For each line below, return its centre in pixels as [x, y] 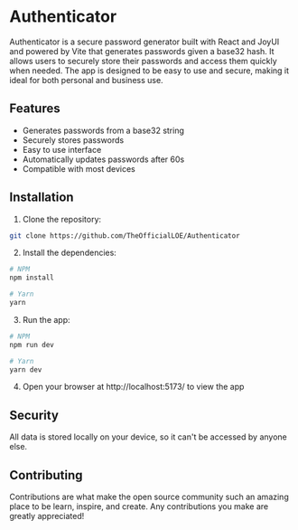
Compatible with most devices [79, 168]
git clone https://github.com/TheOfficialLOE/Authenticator [125, 236]
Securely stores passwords [73, 140]
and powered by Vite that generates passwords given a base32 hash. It [142, 51]
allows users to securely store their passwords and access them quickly [143, 61]
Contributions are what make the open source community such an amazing [149, 497]
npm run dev [32, 345]
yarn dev [26, 369]
